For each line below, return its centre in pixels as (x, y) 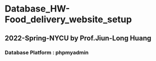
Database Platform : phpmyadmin (47, 52)
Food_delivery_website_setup (68, 19)
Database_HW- (37, 9)
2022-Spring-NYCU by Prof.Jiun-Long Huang (78, 38)
